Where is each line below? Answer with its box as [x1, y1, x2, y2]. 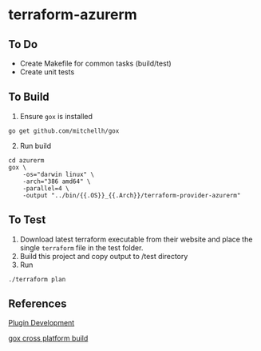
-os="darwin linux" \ [22, 170, 94, 178]
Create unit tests [19, 67, 75, 77]
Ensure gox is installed [19, 111, 93, 121]
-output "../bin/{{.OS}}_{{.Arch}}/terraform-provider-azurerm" [22, 191, 241, 199]
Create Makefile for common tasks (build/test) [19, 58, 172, 68]
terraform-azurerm [8, 6, 137, 24]
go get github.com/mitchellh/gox [8, 126, 120, 135]
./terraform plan [8, 275, 66, 283]
